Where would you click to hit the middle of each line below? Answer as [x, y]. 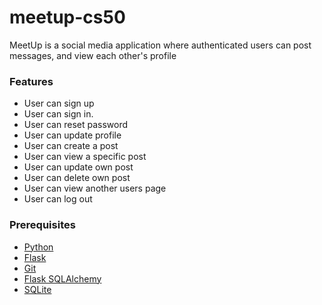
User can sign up [59, 103]
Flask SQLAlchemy [62, 278]
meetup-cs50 [67, 17]
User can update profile [72, 135]
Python [38, 247]
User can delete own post [77, 178]
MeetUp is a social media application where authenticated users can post [160, 45]
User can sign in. [58, 114]
